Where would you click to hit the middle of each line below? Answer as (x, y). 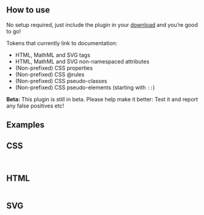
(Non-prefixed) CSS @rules (50, 74)
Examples (25, 125)
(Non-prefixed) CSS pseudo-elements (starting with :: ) (85, 87)
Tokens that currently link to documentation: (62, 43)
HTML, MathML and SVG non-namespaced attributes (82, 61)
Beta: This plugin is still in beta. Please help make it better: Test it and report (102, 99)
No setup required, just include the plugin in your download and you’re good (102, 24)
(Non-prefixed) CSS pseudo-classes (61, 81)
